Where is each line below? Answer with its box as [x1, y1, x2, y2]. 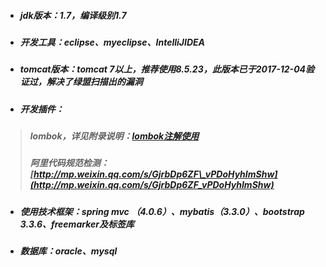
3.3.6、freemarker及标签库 [19, 218, 135, 230]
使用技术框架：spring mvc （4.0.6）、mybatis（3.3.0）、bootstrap [19, 205, 305, 217]
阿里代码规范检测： [29, 157, 110, 169]
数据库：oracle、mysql [19, 245, 118, 257]
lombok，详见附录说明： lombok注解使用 [29, 130, 200, 142]
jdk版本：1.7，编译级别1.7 [19, 9, 127, 21]
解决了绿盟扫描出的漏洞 [46, 76, 143, 88]
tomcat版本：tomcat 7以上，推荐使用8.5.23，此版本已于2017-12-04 [19, 63, 307, 75]
